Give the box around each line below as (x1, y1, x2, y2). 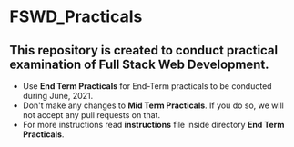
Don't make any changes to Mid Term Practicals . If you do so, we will (22, 100, 284, 111)
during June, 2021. (22, 91, 94, 101)
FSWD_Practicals (9, 6, 143, 27)
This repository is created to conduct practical (9, 43, 279, 58)
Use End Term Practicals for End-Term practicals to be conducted (22, 81, 272, 92)
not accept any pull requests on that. (22, 110, 161, 120)
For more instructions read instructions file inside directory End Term (22, 120, 285, 130)
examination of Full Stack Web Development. (9, 56, 270, 72)
